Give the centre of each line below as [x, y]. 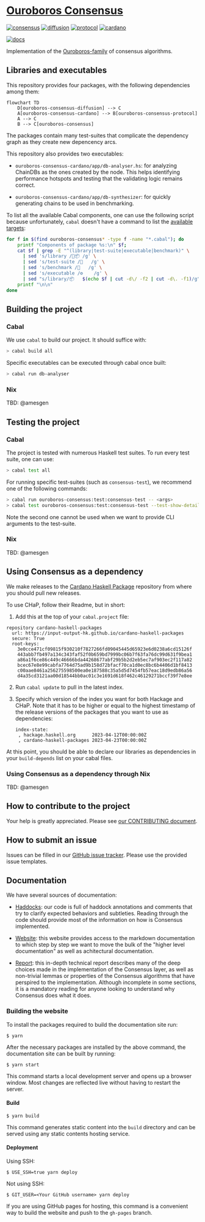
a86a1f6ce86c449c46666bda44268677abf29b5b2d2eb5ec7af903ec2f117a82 [105, 660]
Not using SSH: [25, 1184]
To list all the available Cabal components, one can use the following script [100, 215]
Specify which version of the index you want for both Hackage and [99, 699]
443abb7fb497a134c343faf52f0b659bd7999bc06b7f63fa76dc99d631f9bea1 [105, 654]
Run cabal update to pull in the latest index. [69, 687]
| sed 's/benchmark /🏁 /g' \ [62, 268]
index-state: [32, 730]
